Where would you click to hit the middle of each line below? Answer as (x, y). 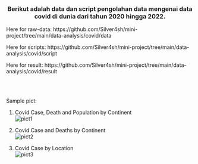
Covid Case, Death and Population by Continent (73, 113)
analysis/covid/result (32, 72)
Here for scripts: (26, 47)
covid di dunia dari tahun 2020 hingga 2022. (100, 16)
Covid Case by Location (44, 148)
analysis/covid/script (32, 54)
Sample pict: (21, 101)
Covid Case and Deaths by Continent (60, 131)
